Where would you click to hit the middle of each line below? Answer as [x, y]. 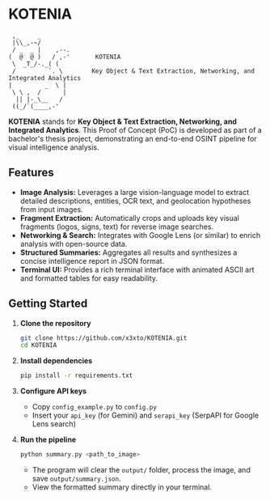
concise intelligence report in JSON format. [92, 261]
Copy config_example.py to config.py [95, 407]
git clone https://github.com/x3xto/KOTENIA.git [103, 338]
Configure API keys [53, 391]
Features [31, 173]
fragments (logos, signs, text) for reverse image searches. [117, 227]
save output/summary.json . [76, 479]
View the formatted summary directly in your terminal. [122, 487]
